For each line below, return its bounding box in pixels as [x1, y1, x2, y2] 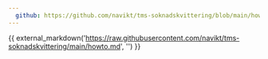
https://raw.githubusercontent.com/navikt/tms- [85, 33, 240, 42]
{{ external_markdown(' [8, 33, 86, 42]
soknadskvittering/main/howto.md [8, 41, 121, 51]
